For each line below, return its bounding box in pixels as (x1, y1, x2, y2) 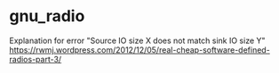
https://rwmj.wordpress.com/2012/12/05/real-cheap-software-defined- (9, 44, 271, 55)
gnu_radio (9, 6, 85, 26)
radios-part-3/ (9, 54, 62, 64)
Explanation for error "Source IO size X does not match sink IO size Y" (9, 35, 266, 46)
